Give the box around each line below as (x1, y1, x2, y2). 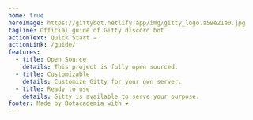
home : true (8, 11, 44, 20)
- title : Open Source (15, 56, 87, 64)
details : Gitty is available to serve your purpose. (22, 92, 200, 100)
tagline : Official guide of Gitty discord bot (8, 26, 164, 34)
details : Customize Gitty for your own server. (22, 77, 182, 85)
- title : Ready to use (15, 84, 90, 93)
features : (8, 48, 41, 56)
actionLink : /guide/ (8, 41, 77, 49)
